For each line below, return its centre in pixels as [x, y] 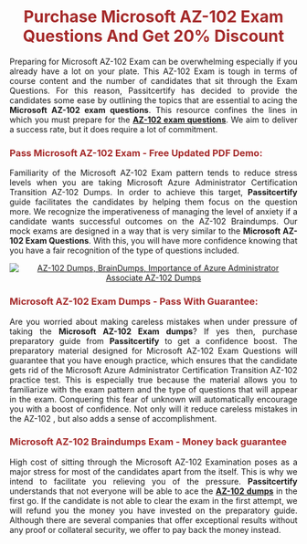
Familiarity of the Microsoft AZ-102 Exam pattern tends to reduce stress [153, 173]
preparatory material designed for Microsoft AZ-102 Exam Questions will [153, 350]
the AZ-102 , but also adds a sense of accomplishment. [113, 418]
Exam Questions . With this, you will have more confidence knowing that [162, 241]
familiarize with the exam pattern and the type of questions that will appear [153, 389]
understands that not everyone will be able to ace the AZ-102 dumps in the [153, 491]
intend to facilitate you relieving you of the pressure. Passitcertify [153, 481]
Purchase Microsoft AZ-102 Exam [153, 17]
